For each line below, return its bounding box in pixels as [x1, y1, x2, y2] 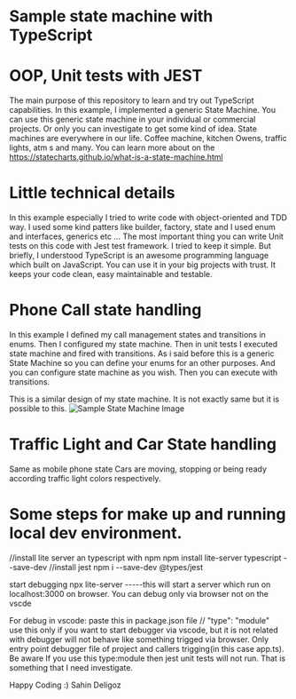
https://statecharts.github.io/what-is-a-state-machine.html [9, 152, 223, 163]
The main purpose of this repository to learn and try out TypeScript [9, 95, 254, 106]
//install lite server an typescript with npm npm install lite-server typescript [9, 552, 282, 563]
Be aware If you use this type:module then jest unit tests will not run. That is [9, 653, 286, 663]
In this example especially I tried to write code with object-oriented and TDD [9, 212, 288, 223]
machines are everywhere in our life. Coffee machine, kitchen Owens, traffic [9, 133, 288, 144]
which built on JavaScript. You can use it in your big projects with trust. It [9, 259, 277, 270]
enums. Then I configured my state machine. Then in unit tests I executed [9, 339, 278, 349]
